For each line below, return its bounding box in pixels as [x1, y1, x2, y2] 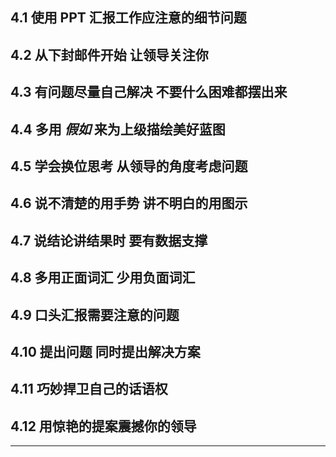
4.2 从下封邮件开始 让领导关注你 [10, 46, 209, 63]
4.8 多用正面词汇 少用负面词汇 [10, 269, 196, 287]
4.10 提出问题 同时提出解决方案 [10, 343, 201, 360]
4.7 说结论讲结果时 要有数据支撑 [10, 232, 208, 249]
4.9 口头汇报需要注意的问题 [10, 306, 180, 323]
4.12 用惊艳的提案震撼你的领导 [10, 418, 197, 435]
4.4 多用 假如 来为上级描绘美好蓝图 [10, 121, 226, 138]
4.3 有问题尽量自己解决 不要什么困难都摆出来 [10, 84, 288, 101]
